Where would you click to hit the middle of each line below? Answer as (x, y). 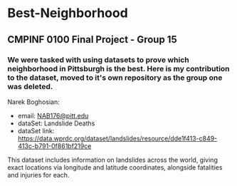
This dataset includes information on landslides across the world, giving (113, 160)
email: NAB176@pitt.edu (53, 115)
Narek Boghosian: (33, 102)
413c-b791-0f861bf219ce (54, 146)
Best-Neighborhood (68, 13)
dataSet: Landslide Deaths (56, 123)
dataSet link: (36, 130)
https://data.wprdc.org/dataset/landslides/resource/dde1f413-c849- (117, 138)
